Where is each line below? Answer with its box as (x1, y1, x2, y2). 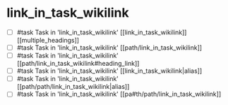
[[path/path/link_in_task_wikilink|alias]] (16, 83, 130, 91)
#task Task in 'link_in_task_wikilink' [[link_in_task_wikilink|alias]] (16, 66, 203, 75)
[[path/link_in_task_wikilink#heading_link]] (16, 59, 140, 68)
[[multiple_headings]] (16, 36, 79, 44)
